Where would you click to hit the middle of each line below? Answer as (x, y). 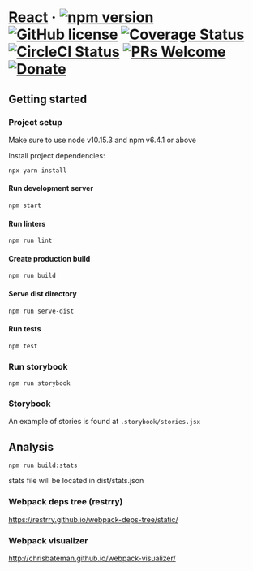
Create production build (49, 258)
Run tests (25, 329)
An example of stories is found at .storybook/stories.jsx (105, 422)
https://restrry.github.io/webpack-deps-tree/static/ (93, 519)
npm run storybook (39, 383)
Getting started (48, 99)
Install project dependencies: (57, 155)
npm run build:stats (43, 466)
